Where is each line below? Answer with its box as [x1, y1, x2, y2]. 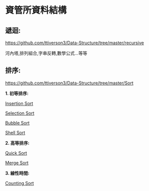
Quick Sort [5, 150, 27, 156]
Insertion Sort [5, 100, 33, 106]
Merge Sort [5, 159, 28, 166]
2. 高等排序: [5, 140, 30, 146]
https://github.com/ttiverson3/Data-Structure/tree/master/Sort [5, 80, 133, 86]
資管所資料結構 [5, 5, 67, 16]
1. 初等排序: [5, 90, 29, 96]
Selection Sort [5, 110, 34, 116]
